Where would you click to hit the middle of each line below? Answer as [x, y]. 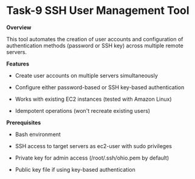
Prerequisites [24, 123]
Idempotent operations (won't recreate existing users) [83, 110]
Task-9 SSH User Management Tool [98, 11]
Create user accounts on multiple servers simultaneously [86, 75]
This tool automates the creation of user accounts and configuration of [95, 39]
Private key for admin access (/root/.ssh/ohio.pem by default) [92, 158]
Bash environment [38, 134]
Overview [19, 27]
